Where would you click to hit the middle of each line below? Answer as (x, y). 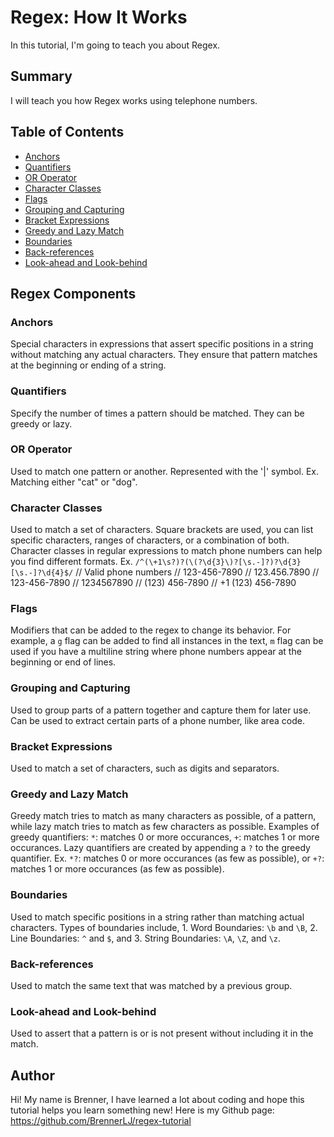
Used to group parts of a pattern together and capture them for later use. (161, 710)
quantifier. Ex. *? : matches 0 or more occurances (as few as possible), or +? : (167, 858)
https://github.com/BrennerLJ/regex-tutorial (101, 1121)
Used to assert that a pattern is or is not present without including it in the (162, 1033)
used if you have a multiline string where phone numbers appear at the (156, 652)
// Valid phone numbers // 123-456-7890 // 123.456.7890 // (197, 572)
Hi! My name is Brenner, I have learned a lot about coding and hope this (157, 1100)
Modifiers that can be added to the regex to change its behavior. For (151, 630)
